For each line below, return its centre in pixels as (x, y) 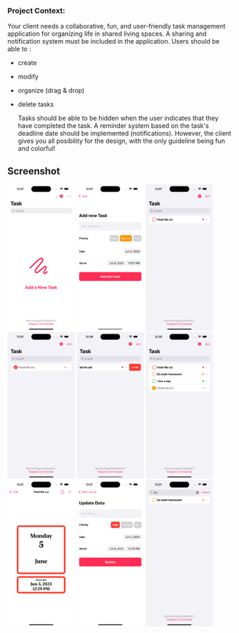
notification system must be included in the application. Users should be (113, 41)
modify (28, 76)
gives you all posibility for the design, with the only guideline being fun (121, 141)
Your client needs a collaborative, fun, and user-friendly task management (117, 26)
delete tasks (36, 104)
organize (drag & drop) (51, 91)
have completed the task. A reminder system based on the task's (113, 126)
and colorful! (36, 149)
